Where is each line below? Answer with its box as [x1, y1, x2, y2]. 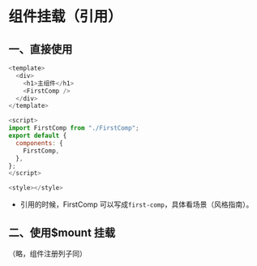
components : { [15, 139, 63, 147]
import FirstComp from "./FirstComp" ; [8, 124, 139, 132]
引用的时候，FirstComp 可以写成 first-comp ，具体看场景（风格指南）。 [19, 199, 254, 209]
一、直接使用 [8, 42, 73, 56]
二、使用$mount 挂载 [8, 225, 116, 239]
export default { [8, 131, 67, 139]
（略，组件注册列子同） [8, 248, 87, 258]
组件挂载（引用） [8, 7, 123, 26]
